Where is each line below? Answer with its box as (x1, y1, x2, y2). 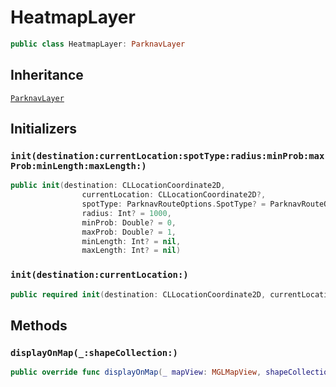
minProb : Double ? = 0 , (81, 217, 177, 228)
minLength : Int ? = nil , (81, 236, 182, 246)
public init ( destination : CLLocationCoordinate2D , (10, 181, 226, 191)
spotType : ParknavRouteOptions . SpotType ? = (81, 199, 267, 210)
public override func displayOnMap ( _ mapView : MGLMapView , (10, 367, 262, 378)
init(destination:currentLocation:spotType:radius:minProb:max (10, 150, 325, 161)
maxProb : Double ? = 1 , (81, 227, 177, 237)
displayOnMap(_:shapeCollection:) (10, 347, 178, 358)
